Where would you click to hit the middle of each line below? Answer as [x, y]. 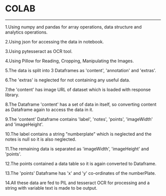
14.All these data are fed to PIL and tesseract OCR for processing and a [77, 183]
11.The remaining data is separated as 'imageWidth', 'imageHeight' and [77, 149]
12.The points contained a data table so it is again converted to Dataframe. [81, 163]
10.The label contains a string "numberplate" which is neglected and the [78, 134]
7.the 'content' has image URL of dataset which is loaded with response [78, 89]
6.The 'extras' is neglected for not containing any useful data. [68, 80]
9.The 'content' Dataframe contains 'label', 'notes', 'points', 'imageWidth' [79, 119]
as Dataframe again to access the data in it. [49, 110]
